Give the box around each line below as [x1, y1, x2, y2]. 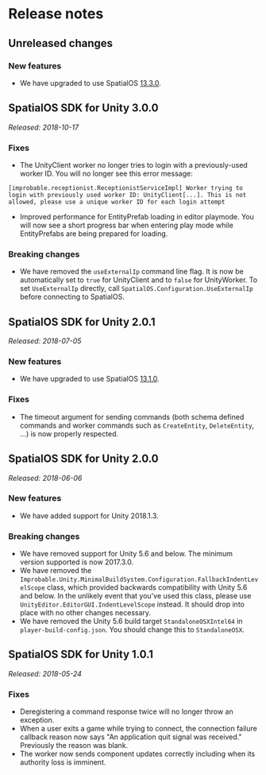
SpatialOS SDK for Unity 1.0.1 [8, 648, 153, 661]
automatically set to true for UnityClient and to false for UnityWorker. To [19, 275, 258, 285]
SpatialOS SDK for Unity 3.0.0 [8, 101, 159, 115]
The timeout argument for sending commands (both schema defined [19, 412, 245, 421]
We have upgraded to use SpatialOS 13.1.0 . [19, 374, 160, 384]
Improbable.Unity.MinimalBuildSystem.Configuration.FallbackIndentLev [19, 575, 259, 584]
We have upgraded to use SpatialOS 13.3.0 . [19, 78, 161, 87]
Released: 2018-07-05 [8, 336, 82, 346]
